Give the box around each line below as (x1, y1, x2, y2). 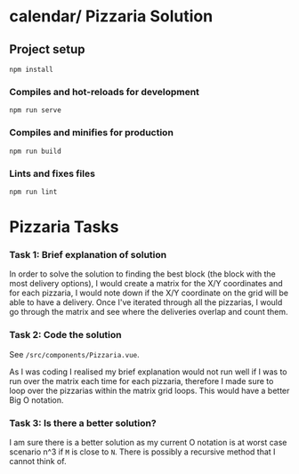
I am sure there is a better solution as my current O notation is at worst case (9, 437, 287, 447)
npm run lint (9, 187, 58, 197)
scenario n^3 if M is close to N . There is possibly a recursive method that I (9, 446, 276, 457)
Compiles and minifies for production (9, 126, 174, 139)
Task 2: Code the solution (9, 329, 122, 341)
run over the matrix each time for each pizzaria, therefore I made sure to (9, 375, 274, 386)
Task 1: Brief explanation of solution (9, 249, 167, 261)
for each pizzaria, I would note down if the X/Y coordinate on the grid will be (9, 287, 289, 299)
